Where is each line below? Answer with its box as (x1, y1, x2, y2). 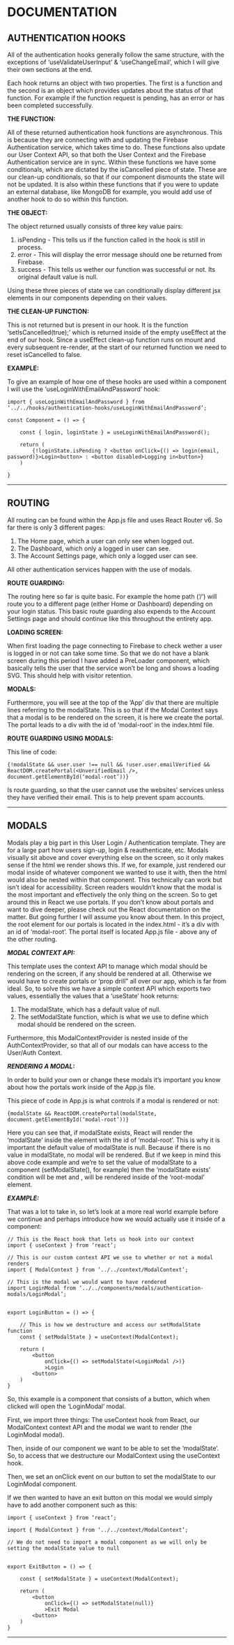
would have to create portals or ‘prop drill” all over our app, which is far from (7, 977, 227, 985)
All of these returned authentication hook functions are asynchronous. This (7, 129, 223, 136)
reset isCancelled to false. (7, 351, 82, 358)
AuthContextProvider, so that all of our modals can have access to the (7, 1041, 208, 1049)
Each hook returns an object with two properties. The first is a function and (7, 79, 223, 87)
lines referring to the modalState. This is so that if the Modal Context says (7, 705, 218, 714)
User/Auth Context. (7, 1048, 63, 1057)
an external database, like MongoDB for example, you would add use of (7, 188, 212, 196)
